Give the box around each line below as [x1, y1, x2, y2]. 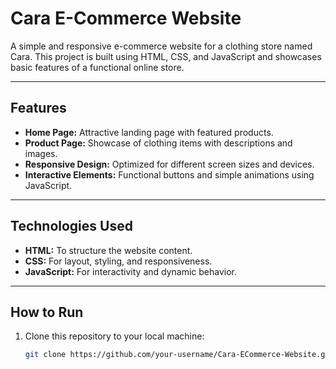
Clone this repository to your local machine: [24, 330, 205, 342]
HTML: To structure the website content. [24, 244, 193, 256]
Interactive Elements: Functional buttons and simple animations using [24, 168, 315, 181]
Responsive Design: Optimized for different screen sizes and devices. [24, 158, 315, 170]
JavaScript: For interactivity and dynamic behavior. [24, 265, 238, 277]
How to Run [10, 303, 84, 321]
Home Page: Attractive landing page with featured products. [24, 126, 274, 138]
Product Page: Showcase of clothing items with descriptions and [24, 137, 293, 149]
